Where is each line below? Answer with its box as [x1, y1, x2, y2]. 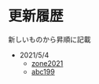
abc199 [31, 67, 55, 76]
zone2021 [31, 58, 64, 68]
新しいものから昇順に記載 [8, 35, 91, 44]
